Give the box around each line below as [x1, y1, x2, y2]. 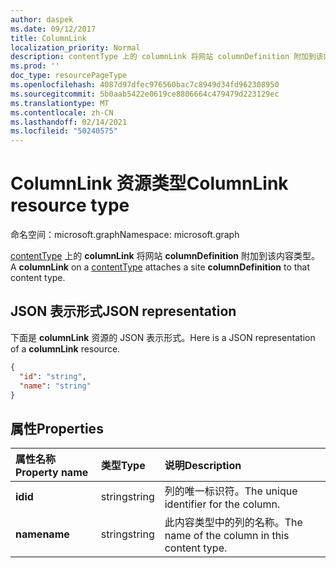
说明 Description [164, 459, 242, 473]
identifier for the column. [164, 497, 281, 511]
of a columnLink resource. [10, 342, 121, 355]
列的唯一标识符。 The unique [164, 484, 298, 498]
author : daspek [10, 14, 74, 25]
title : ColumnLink [10, 33, 87, 43]
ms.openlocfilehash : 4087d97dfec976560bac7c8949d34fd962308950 [10, 80, 280, 90]
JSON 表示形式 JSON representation [10, 303, 237, 320]
